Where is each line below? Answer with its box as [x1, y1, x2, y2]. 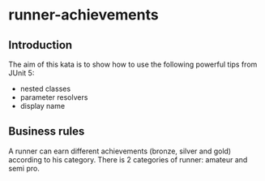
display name [19, 101, 66, 110]
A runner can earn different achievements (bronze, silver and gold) [8, 146, 232, 156]
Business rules [8, 124, 85, 139]
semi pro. [8, 163, 41, 173]
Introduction [8, 38, 73, 52]
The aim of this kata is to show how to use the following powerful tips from [8, 59, 258, 69]
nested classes [19, 84, 71, 93]
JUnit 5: [8, 68, 35, 78]
